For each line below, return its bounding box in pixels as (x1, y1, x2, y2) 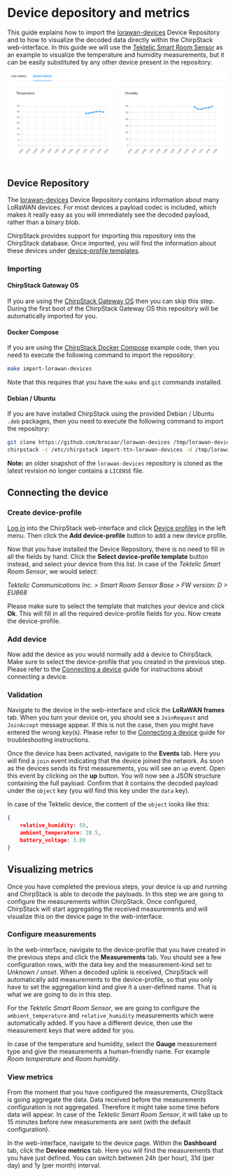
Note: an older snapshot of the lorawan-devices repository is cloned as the (7, 459, 223, 468)
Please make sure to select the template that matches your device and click (7, 602, 225, 610)
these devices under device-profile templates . (7, 246, 141, 255)
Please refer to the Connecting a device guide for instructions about (7, 665, 203, 674)
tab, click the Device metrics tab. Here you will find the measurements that (7, 1147, 224, 1155)
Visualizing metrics (7, 864, 94, 876)
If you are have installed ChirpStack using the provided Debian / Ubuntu (7, 410, 215, 418)
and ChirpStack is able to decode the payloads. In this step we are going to (7, 889, 224, 898)
